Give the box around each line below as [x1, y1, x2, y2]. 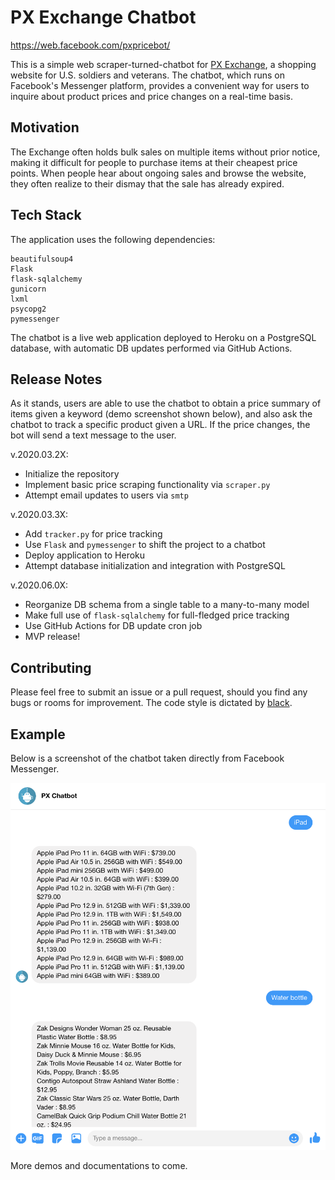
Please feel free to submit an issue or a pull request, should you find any [10, 686, 308, 698]
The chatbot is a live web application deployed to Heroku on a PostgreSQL [10, 331, 317, 343]
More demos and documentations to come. [10, 1160, 188, 1172]
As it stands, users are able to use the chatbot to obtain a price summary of [10, 397, 322, 410]
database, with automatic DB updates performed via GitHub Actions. [10, 342, 293, 354]
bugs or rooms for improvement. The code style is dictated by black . [10, 697, 293, 709]
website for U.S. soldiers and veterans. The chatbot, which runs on [10, 69, 286, 81]
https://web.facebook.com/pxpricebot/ [10, 39, 171, 51]
